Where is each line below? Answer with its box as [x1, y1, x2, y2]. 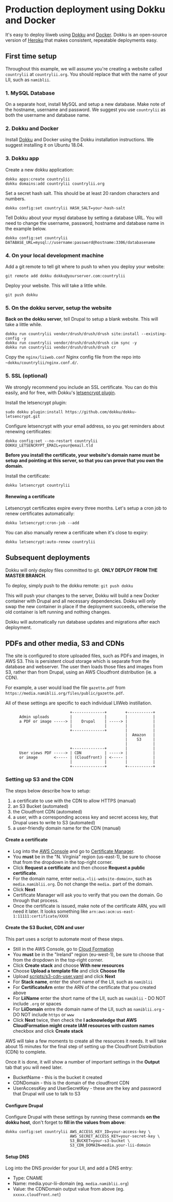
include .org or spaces [12, 1001, 62, 1007]
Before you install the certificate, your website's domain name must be [5, 452, 160, 458]
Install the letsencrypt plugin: [5, 399, 67, 405]
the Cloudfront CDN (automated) [12, 808, 82, 815]
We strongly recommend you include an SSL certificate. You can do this [5, 384, 158, 390]
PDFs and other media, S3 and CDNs [5, 639, 125, 648]
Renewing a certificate [5, 493, 55, 500]
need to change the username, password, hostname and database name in [5, 220, 165, 226]
